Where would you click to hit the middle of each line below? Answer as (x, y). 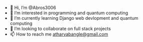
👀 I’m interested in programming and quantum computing (69, 13)
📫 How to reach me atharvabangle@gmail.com (59, 34)
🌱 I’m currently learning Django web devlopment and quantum (74, 18)
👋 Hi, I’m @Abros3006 (33, 8)
